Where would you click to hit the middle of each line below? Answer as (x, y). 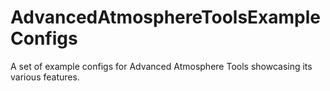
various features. (45, 77)
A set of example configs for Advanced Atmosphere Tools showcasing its (161, 66)
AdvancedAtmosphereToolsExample (166, 17)
